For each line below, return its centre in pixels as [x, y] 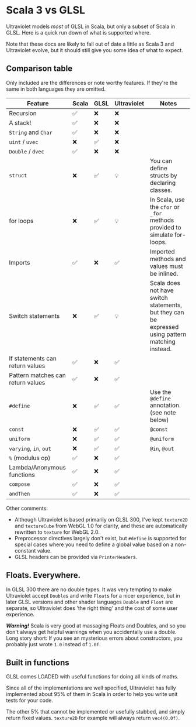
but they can [167, 312]
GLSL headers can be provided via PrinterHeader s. [76, 557]
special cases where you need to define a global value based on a [94, 544]
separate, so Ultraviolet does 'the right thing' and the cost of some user [92, 608]
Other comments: [27, 508]
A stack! [20, 122]
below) [159, 420]
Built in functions [38, 662]
